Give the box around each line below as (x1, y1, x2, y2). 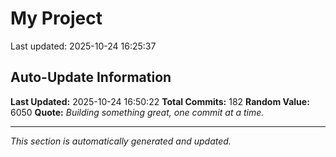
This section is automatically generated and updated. (10, 135, 232, 147)
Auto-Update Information (10, 69, 172, 86)
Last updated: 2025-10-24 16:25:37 (10, 40, 157, 52)
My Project (10, 7, 103, 30)
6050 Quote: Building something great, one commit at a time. (10, 106, 265, 118)
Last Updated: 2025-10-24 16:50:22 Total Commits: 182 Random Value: (10, 95, 310, 107)
